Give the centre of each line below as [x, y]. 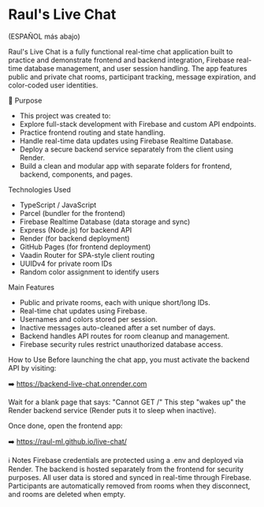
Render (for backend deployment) [74, 238]
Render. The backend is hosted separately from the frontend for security [126, 469]
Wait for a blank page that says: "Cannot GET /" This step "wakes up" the [127, 402]
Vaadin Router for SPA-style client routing [87, 255]
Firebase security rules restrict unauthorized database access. [121, 344]
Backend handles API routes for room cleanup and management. [125, 336]
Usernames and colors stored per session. [88, 319]
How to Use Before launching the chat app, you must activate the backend [129, 360]
